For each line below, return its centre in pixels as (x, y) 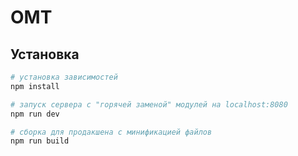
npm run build (40, 141)
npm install (35, 86)
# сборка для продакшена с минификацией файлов (111, 132)
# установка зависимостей (64, 77)
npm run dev (35, 114)
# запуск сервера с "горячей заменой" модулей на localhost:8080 (149, 104)
